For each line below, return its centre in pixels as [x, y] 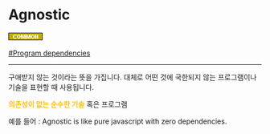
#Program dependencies [49, 53]
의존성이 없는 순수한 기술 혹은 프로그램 [68, 104]
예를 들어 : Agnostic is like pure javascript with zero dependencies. [118, 121]
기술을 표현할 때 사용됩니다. [51, 87]
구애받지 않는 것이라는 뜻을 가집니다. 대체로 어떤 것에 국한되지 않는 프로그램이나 [133, 77]
